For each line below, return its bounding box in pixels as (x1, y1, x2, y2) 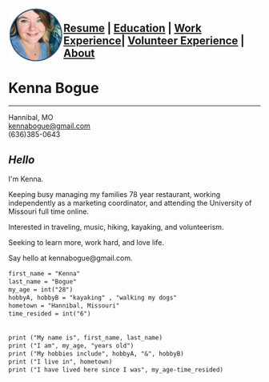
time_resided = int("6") (8, 310, 91, 318)
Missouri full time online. (8, 207, 90, 216)
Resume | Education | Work (63, 22, 202, 35)
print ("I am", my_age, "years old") (8, 342, 134, 350)
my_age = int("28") (8, 286, 74, 294)
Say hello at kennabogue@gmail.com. (8, 253, 134, 263)
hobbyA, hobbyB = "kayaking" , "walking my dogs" (8, 294, 178, 302)
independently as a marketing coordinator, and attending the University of (8, 199, 252, 208)
